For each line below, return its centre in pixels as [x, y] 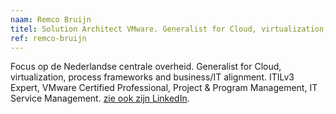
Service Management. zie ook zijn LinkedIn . [100, 98]
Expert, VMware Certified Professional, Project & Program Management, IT [164, 88]
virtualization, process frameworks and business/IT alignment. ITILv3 [152, 77]
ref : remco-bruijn [48, 38]
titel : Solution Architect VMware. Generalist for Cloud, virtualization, [169, 29]
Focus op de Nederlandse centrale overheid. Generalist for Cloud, [146, 67]
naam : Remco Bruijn [51, 19]
